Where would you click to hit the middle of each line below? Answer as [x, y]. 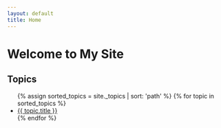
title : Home [24, 20]
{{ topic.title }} [37, 110]
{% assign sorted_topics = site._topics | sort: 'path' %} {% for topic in [116, 96]
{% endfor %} [37, 118]
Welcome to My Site [65, 54]
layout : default [30, 13]
